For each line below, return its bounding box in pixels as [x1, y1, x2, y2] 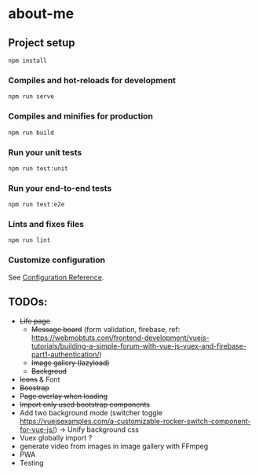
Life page [19, 316, 51, 326]
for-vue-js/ [19, 425, 55, 434]
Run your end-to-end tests [8, 182, 112, 193]
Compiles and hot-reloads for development [8, 75, 177, 86]
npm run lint [8, 236, 51, 244]
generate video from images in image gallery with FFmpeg [19, 441, 209, 451]
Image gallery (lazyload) [31, 358, 110, 367]
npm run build [8, 129, 55, 137]
